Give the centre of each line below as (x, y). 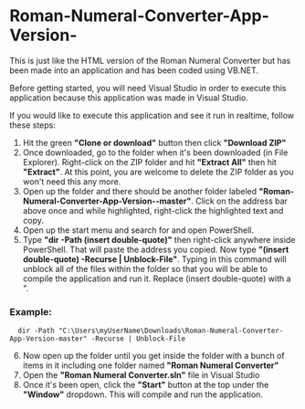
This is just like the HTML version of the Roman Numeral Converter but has (150, 60)
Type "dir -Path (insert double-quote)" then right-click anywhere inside (159, 239)
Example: (31, 311)
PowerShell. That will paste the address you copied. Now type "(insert (156, 249)
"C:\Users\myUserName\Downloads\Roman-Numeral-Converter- (171, 331)
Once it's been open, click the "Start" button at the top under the (146, 385)
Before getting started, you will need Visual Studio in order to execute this (148, 88)
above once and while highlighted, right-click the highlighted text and (153, 210)
